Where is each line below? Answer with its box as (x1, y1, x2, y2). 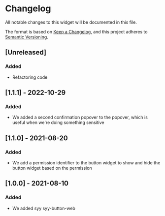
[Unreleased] (5, 48, 47, 57)
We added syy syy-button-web (12, 205, 75, 211)
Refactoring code (12, 74, 48, 80)
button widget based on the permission (12, 165, 92, 171)
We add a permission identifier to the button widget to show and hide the (12, 160, 161, 165)
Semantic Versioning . (5, 34, 48, 40)
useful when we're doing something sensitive (12, 120, 104, 125)
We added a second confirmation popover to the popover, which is (12, 114, 148, 121)
